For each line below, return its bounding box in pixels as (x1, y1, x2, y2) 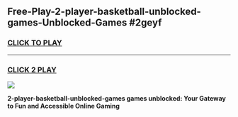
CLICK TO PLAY (7, 38, 62, 48)
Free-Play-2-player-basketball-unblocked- (7, 6, 202, 18)
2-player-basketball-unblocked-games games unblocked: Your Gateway (7, 94, 227, 102)
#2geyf (128, 17, 162, 29)
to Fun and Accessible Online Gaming (7, 101, 120, 110)
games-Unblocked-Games (7, 17, 127, 29)
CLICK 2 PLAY (7, 65, 57, 74)
